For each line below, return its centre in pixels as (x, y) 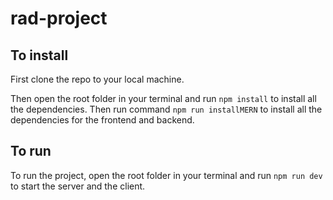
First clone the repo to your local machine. (97, 79)
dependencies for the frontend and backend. (102, 120)
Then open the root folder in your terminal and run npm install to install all (163, 98)
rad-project (59, 18)
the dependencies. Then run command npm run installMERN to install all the (166, 109)
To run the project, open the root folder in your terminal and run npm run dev (166, 175)
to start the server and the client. (78, 186)
